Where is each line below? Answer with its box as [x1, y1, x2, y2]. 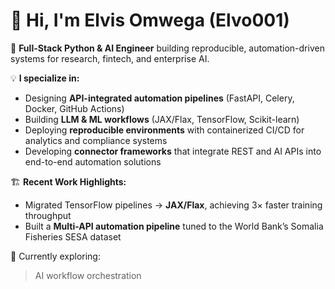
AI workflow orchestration [34, 269, 142, 281]
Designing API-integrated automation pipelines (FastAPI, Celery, [24, 92, 295, 104]
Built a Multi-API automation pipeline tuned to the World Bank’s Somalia [24, 220, 324, 232]
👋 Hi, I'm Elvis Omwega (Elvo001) [10, 9, 290, 32]
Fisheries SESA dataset [24, 230, 122, 243]
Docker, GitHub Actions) [24, 102, 125, 114]
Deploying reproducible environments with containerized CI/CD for [24, 124, 305, 136]
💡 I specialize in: [10, 72, 80, 84]
